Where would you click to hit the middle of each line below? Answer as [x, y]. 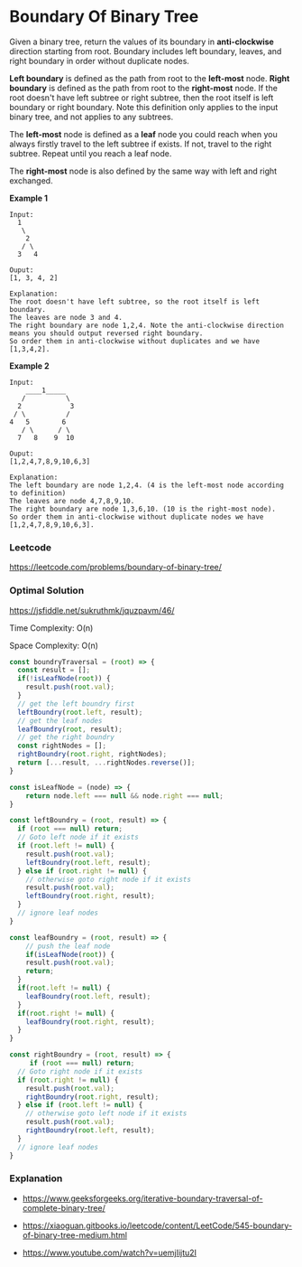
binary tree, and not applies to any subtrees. [92, 117]
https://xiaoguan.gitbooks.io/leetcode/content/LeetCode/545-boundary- [157, 1225]
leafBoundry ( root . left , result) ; [88, 996]
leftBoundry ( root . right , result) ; [90, 896]
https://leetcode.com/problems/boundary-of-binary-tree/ [116, 568]
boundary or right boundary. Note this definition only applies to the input [144, 107]
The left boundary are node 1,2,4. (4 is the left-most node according [146, 485]
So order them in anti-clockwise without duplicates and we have [134, 341]
